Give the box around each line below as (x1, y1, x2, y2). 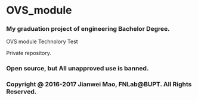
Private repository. (6, 50, 52, 57)
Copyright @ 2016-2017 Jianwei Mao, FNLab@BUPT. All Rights (6, 80, 192, 89)
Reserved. (6, 88, 37, 96)
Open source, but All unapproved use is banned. (6, 64, 149, 73)
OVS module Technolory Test (6, 38, 79, 45)
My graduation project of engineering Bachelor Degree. (6, 25, 170, 33)
